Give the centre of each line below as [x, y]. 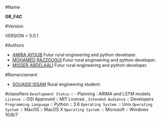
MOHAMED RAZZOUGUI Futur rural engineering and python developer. [84, 60]
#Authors [15, 45]
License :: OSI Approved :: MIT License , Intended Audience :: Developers [80, 99]
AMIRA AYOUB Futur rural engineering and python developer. [74, 55]
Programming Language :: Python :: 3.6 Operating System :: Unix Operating [79, 104]
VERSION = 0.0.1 [22, 36]
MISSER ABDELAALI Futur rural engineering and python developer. [80, 65]
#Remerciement [21, 75]
